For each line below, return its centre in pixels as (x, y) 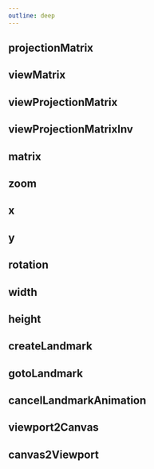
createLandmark (51, 347)
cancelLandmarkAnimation (77, 401)
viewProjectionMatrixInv (71, 130)
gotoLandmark (46, 373)
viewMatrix (37, 75)
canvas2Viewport (54, 454)
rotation (29, 265)
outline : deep (32, 16)
